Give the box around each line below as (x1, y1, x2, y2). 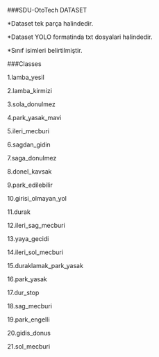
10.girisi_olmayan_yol (7, 194, 67, 202)
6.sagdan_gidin (7, 140, 51, 149)
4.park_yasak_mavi (7, 114, 62, 122)
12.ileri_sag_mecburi (7, 222, 66, 229)
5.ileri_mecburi (7, 127, 50, 135)
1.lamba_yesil (7, 73, 45, 81)
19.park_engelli (7, 315, 50, 324)
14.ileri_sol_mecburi (7, 248, 64, 256)
